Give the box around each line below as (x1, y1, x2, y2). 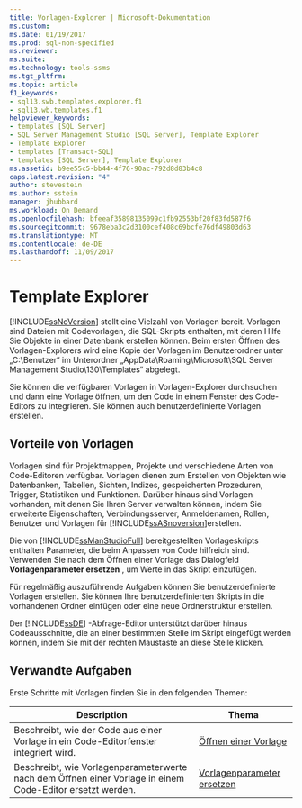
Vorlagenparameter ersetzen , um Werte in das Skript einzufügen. (9, 564, 258, 575)
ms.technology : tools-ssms (9, 64, 111, 73)
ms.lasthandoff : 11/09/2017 (9, 248, 115, 257)
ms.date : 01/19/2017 (9, 30, 87, 39)
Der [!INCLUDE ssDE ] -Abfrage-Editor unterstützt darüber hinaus (9, 618, 248, 629)
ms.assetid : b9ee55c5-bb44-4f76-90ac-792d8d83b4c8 (9, 164, 203, 173)
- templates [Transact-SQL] (9, 147, 115, 156)
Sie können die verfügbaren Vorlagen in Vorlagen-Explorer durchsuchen (9, 382, 278, 393)
